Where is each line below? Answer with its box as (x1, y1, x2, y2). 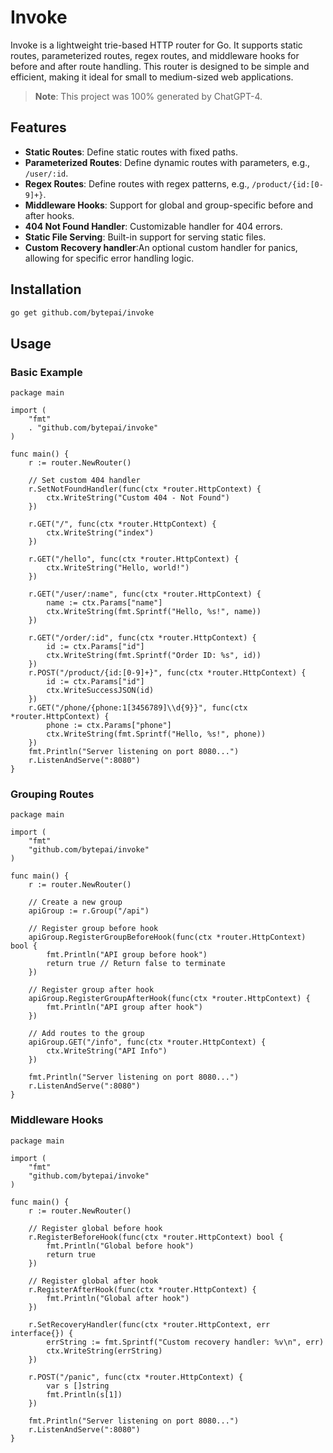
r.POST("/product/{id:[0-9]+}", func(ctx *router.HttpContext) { (28, 668, 307, 678)
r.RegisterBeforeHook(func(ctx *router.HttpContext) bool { (28, 1232, 284, 1242)
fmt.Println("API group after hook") (46, 1002, 203, 1013)
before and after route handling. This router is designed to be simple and (10, 60, 310, 72)
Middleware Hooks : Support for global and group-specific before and (24, 199, 313, 211)
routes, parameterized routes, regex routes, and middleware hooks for (10, 49, 300, 61)
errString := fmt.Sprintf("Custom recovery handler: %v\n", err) (46, 1337, 325, 1347)
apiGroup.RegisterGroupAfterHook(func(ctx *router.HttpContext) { (28, 994, 311, 1004)
